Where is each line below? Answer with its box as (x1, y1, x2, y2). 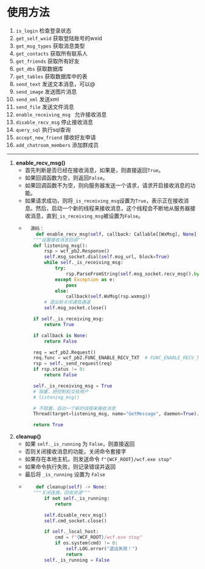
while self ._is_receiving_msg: (44, 260, 123, 266)
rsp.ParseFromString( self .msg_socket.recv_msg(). (65, 271, 194, 277)
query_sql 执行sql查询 (15, 126, 71, 133)
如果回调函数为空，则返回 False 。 (24, 174, 108, 181)
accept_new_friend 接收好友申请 (15, 134, 96, 141)
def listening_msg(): (33, 242, 88, 249)
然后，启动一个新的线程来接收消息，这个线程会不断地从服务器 (35, 204, 190, 212)
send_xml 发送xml (15, 95, 60, 102)
